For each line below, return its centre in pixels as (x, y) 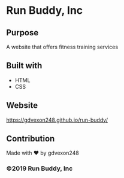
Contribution (31, 139)
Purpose (22, 33)
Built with (24, 66)
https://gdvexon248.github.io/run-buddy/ (57, 120)
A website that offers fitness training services (62, 47)
